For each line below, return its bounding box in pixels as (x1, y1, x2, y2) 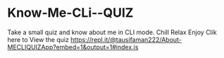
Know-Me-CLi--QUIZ (7, 5, 134, 21)
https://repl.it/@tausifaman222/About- (70, 35, 182, 43)
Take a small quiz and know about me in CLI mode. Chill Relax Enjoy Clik (7, 28, 217, 36)
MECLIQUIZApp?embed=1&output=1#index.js (7, 43, 139, 51)
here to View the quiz (7, 35, 69, 43)
